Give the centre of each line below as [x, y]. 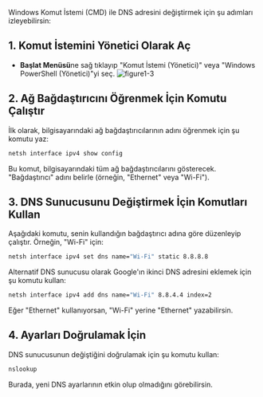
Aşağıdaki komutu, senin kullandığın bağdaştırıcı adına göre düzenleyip [125, 234]
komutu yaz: [29, 139]
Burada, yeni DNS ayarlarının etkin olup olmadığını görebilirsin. [110, 384]
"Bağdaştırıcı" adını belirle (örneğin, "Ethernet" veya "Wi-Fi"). [109, 177]
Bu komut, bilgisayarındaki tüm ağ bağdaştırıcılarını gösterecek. [112, 168]
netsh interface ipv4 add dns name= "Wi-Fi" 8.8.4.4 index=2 [110, 295]
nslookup [23, 369]
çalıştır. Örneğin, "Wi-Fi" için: [56, 242]
